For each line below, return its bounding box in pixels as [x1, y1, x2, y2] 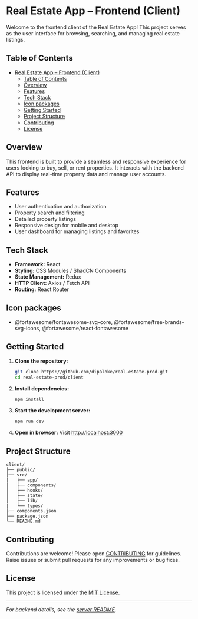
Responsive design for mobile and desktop [14, 222, 119, 229]
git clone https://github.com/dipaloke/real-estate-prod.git [14, 369, 169, 375]
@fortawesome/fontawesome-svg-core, [14, 319, 113, 325]
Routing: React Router [14, 286, 70, 293]
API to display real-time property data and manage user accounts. [6, 170, 167, 177]
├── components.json [6, 508, 57, 514]
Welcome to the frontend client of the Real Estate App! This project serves [6, 24, 186, 31]
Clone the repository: [14, 358, 68, 365]
